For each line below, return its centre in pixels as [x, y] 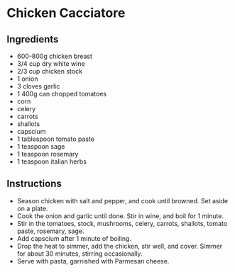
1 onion [27, 79]
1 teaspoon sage [41, 146]
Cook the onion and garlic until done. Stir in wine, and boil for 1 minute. [120, 216]
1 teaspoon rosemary [48, 154]
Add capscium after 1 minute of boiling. [74, 238]
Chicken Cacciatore [66, 13]
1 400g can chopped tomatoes [62, 94]
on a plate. [32, 208]
